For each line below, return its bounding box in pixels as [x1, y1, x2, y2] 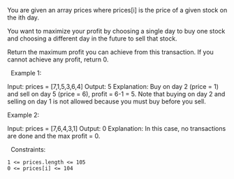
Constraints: [10, 145, 46, 153]
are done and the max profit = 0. [7, 132, 101, 140]
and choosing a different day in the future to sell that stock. [7, 34, 177, 43]
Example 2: [7, 111, 40, 119]
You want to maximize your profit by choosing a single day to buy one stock [7, 27, 226, 35]
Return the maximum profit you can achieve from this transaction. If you [7, 48, 214, 56]
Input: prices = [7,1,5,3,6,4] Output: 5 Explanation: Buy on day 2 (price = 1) [7, 83, 219, 90]
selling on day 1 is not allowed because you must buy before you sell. [7, 97, 206, 106]
